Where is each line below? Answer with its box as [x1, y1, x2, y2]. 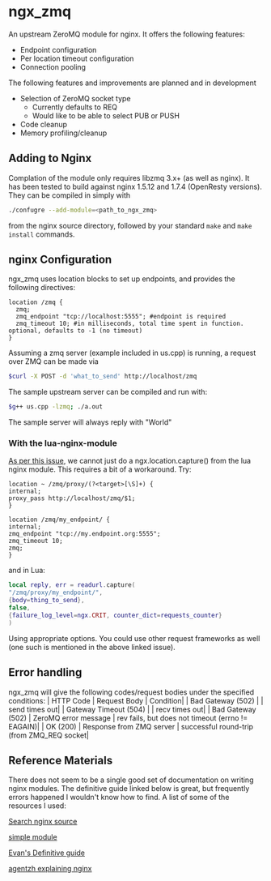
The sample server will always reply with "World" [8, 417, 172, 427]
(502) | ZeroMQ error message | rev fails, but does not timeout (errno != [8, 712, 248, 723]
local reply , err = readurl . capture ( [8, 581, 136, 589]
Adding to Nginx [8, 152, 92, 165]
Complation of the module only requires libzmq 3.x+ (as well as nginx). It [8, 173, 250, 182]
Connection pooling [19, 62, 87, 71]
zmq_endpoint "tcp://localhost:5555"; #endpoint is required [15, 313, 227, 321]
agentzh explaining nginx [8, 864, 92, 874]
